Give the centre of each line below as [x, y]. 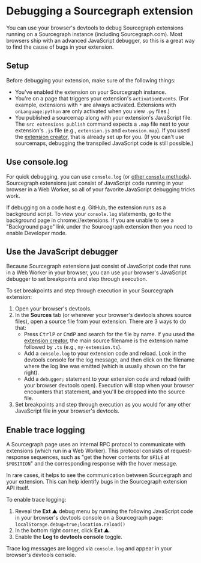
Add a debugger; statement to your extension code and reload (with [107, 379]
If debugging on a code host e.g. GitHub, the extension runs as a [86, 207]
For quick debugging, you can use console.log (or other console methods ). [99, 176]
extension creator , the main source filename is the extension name [106, 340]
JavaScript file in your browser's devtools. [67, 411]
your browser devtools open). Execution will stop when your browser [109, 386]
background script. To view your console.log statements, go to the [89, 214]
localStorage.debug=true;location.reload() [70, 525]
